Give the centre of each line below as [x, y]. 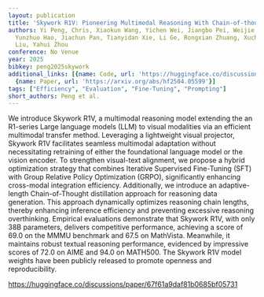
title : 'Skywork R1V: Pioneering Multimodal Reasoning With [109, 23]
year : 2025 [26, 60]
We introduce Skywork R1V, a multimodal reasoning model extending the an [130, 118]
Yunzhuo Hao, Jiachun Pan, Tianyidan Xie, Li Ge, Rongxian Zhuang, [128, 37]
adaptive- [234, 185]
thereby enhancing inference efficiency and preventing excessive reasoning [131, 210]
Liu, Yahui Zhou [42, 45]
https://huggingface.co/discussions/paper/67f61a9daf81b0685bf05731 [123, 284]
